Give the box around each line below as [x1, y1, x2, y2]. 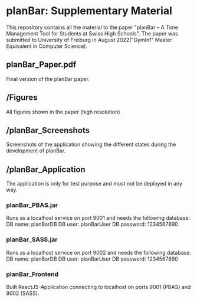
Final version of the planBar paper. [6, 75, 90, 82]
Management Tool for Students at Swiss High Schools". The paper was [6, 30, 178, 37]
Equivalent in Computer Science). [6, 43, 87, 50]
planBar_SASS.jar [6, 235, 58, 243]
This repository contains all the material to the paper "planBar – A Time [6, 24, 179, 31]
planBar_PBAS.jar [6, 201, 58, 209]
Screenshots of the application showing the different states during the [6, 141, 176, 148]
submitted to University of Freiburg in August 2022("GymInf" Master [6, 36, 172, 43]
